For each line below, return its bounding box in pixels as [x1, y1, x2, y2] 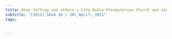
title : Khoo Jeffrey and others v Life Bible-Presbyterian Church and [5, 7, 159, 13]
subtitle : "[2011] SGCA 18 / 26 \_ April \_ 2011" [5, 12, 106, 17]
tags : [5, 17, 17, 22]
